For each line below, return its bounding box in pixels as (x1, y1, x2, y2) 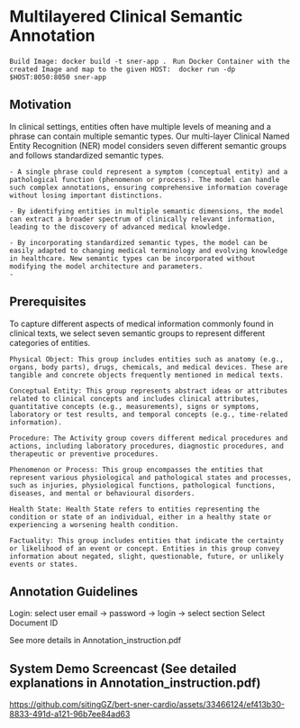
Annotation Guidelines (9, 584, 138, 599)
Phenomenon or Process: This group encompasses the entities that (9, 465, 264, 474)
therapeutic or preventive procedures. (9, 449, 159, 459)
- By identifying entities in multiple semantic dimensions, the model (9, 206, 284, 215)
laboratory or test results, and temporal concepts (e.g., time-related (9, 410, 288, 419)
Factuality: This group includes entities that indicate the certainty (9, 536, 284, 545)
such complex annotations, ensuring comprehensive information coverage (9, 183, 288, 192)
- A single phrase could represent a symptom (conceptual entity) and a (9, 167, 288, 177)
